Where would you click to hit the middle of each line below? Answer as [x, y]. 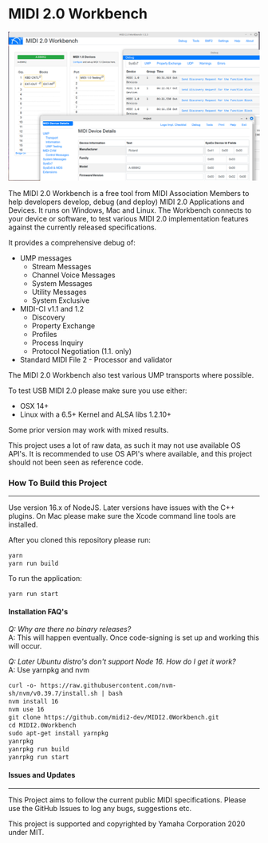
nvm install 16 [33, 702]
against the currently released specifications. [83, 227]
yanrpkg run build [39, 750]
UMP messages [45, 258]
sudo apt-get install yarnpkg [59, 734]
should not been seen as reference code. [76, 462]
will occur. [25, 646]
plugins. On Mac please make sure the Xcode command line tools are [122, 516]
